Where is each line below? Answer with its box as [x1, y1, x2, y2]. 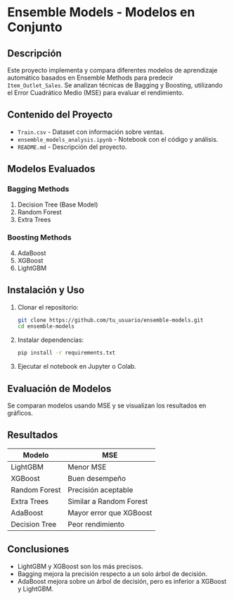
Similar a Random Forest [67, 496, 148, 506]
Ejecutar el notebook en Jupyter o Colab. [17, 362, 137, 371]
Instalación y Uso [7, 284, 85, 296]
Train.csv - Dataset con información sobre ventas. [17, 128, 165, 136]
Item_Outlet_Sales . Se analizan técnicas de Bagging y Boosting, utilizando [7, 81, 223, 89]
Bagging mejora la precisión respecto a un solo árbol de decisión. [17, 569, 208, 578]
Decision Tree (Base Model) [17, 200, 98, 209]
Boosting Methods [7, 233, 72, 243]
